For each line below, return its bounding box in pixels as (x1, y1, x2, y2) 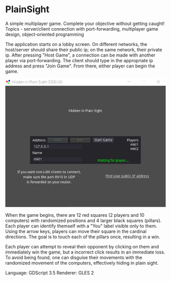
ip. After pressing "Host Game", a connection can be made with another (5, 52, 156, 58)
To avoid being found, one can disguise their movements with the (5, 254, 142, 261)
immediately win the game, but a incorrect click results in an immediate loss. (5, 249, 165, 256)
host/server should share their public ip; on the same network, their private (5, 46, 162, 53)
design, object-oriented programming (5, 31, 84, 37)
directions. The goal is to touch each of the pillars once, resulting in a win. (5, 234, 160, 240)
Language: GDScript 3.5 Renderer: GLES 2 (5, 270, 94, 276)
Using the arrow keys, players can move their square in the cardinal (5, 228, 147, 235)
